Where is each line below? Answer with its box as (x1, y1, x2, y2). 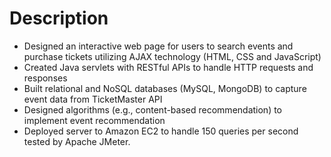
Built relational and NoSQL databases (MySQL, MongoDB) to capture (23, 82, 307, 94)
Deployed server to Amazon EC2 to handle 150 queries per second (23, 125, 299, 137)
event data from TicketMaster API (23, 93, 163, 105)
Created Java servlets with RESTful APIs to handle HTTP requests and (23, 61, 314, 73)
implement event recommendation (23, 114, 166, 126)
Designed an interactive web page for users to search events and (23, 40, 294, 52)
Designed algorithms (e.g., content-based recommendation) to (23, 103, 283, 116)
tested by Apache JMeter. (23, 135, 131, 147)
